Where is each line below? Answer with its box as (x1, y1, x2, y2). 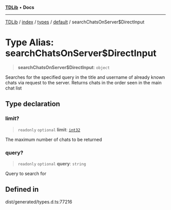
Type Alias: (5, 37, 54, 48)
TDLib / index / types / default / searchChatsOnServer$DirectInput (5, 19, 145, 25)
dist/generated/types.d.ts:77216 (5, 198, 72, 205)
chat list (5, 85, 22, 91)
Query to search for (5, 170, 47, 176)
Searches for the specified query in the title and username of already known (5, 74, 165, 80)
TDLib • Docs (5, 5, 35, 10)
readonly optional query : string (17, 160, 87, 167)
